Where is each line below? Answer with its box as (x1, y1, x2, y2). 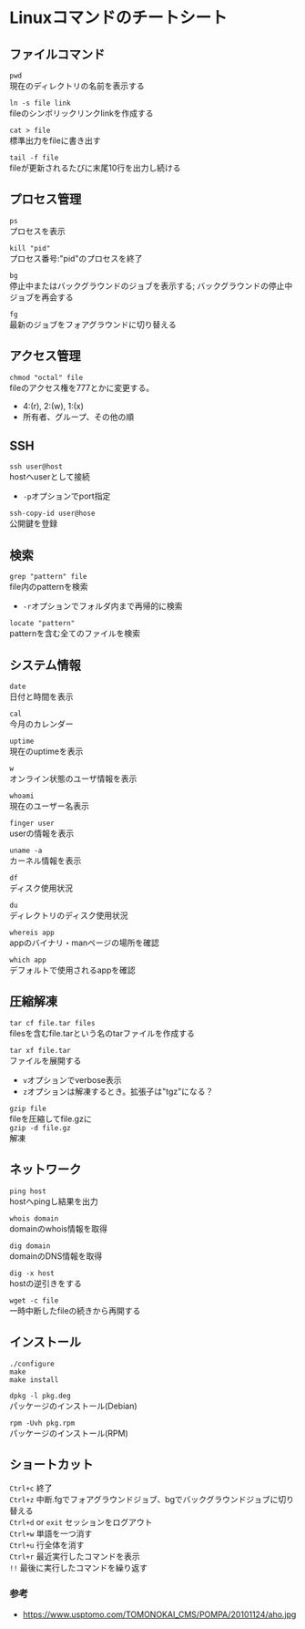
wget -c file (9, 1295, 59, 1305)
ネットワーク (9, 1162, 82, 1178)
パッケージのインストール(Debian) (9, 1400, 138, 1411)
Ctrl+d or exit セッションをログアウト (9, 1517, 153, 1528)
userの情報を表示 (9, 828, 75, 839)
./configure (9, 1359, 55, 1368)
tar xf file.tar (9, 1046, 71, 1055)
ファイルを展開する (9, 1055, 82, 1066)
